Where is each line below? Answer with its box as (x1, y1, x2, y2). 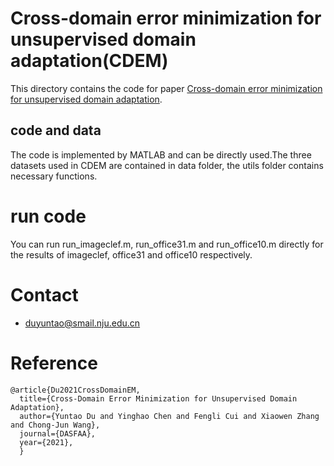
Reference (10, 352, 98, 374)
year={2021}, (19, 437, 74, 447)
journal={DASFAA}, (19, 428, 97, 439)
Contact (10, 283, 79, 306)
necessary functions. (10, 170, 98, 182)
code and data (10, 122, 102, 139)
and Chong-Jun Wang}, (10, 420, 101, 430)
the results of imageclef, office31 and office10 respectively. (10, 248, 253, 261)
